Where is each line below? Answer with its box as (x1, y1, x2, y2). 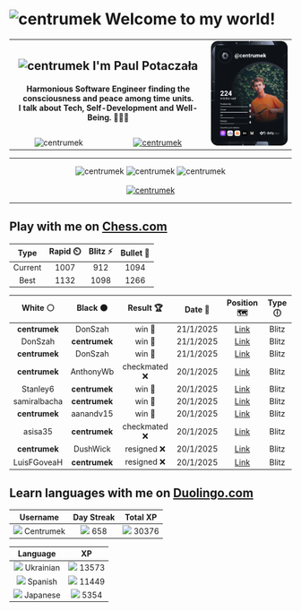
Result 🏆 (127, 303, 163, 314)
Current (13, 262, 42, 273)
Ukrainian (24, 563, 61, 573)
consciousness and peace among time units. (22, 93, 194, 104)
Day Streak (73, 512, 116, 522)
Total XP (125, 512, 158, 522)
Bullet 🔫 (120, 247, 150, 258)
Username (19, 512, 60, 522)
